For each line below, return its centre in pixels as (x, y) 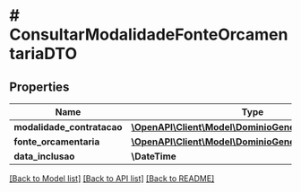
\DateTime (154, 156)
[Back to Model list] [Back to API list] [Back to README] (112, 179)
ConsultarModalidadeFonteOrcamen (149, 35)
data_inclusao (44, 156)
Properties (39, 87)
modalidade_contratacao (68, 127)
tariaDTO (43, 54)
